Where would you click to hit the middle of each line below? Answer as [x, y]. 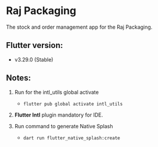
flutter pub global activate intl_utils [73, 104]
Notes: [18, 78]
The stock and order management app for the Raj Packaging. [79, 27]
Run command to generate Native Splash [64, 126]
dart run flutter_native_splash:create [72, 138]
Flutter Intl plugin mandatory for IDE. [59, 115]
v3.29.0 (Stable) [34, 59]
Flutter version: [34, 45]
